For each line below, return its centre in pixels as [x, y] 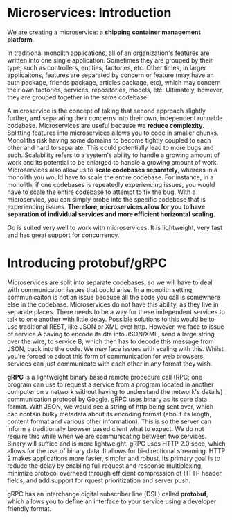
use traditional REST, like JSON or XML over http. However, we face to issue [116, 326]
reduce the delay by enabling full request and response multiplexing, [105, 465]
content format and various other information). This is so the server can [109, 421]
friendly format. [29, 508]
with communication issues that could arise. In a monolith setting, [100, 289]
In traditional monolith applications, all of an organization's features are [108, 53]
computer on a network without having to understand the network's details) [115, 391]
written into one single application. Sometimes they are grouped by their [110, 60]
